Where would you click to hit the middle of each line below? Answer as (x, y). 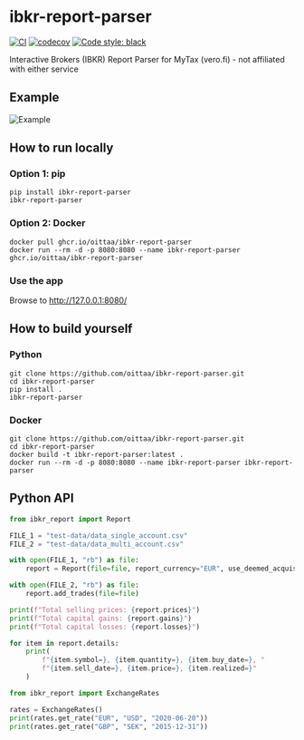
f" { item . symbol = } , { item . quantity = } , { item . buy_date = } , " (153, 660)
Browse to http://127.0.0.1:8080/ (68, 300)
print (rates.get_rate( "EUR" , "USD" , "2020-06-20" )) (109, 718)
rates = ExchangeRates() (56, 709)
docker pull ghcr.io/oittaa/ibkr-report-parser (101, 242)
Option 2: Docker (47, 223)
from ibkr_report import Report (70, 519)
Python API (42, 498)
